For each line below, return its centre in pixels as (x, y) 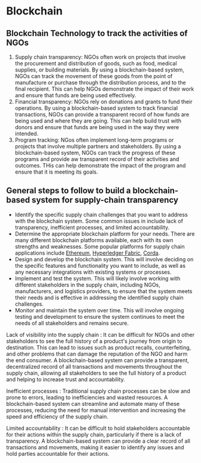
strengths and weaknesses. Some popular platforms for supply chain (100, 246)
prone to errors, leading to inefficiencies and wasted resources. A (87, 397)
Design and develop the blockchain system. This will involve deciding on (104, 259)
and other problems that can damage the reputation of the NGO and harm (97, 354)
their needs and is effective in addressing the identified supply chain (99, 297)
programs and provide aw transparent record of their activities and (97, 159)
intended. (27, 134)
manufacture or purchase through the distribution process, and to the (100, 83)
